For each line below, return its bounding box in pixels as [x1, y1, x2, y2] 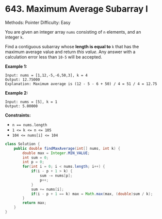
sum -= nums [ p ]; [39, 173, 73, 179]
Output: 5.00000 [5, 103, 38, 108]
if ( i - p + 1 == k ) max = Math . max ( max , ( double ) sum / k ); [31, 191, 153, 196]
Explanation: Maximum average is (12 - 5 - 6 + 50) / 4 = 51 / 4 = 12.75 [5, 81, 158, 86]
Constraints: [5, 112, 31, 118]
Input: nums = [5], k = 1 [5, 99, 57, 104]
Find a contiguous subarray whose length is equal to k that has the [5, 43, 139, 49]
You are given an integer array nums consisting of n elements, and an [5, 29, 142, 35]
